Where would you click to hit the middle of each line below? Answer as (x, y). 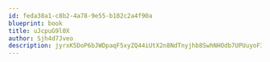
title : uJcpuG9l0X (39, 31)
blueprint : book (35, 23)
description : (30, 46)
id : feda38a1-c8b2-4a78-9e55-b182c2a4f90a (80, 16)
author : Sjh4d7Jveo (41, 38)
